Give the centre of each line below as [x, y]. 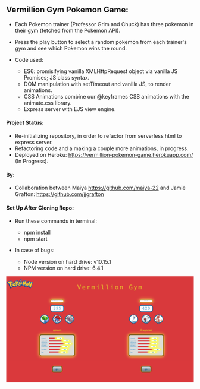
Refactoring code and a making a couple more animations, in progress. [101, 148]
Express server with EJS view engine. [70, 109]
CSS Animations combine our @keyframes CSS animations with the [106, 96]
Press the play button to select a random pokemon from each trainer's [101, 42]
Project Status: [25, 123]
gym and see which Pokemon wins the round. [71, 48]
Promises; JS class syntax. [57, 77]
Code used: [29, 59]
